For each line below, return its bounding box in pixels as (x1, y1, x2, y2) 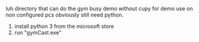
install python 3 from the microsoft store (14, 23, 114, 30)
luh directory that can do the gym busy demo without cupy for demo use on (5, 5, 193, 12)
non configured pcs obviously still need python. (5, 11, 124, 18)
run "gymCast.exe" (14, 29, 62, 36)
